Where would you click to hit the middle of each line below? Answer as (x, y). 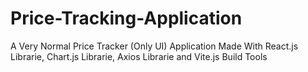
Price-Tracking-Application (126, 18)
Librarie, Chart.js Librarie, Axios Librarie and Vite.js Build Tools (139, 56)
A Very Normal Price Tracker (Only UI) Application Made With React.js (154, 46)
